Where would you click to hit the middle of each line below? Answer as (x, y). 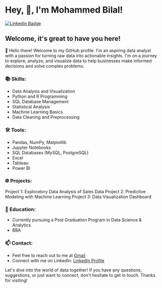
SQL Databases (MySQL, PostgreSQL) (50, 153)
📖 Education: (20, 209)
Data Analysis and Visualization (44, 91)
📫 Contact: (19, 243)
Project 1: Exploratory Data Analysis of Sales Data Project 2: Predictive (75, 191)
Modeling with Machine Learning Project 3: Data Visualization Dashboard (78, 197)
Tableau (20, 163)
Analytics (21, 225)
